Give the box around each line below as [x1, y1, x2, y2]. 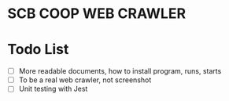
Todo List [7, 41, 69, 59]
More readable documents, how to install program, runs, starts [18, 67, 222, 76]
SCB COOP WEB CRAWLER [7, 5, 187, 23]
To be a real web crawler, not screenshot [18, 75, 152, 85]
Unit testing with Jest [18, 84, 88, 94]
